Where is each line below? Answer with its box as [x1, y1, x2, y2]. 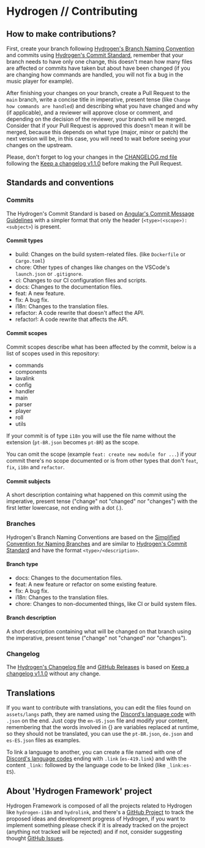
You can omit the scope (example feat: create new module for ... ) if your [6, 450, 197, 458]
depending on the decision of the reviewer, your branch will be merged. [6, 115, 187, 123]
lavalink [15, 375, 35, 382]
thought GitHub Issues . [6, 835, 64, 842]
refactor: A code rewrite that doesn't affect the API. [15, 309, 145, 316]
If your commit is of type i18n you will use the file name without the [6, 432, 176, 439]
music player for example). [6, 78, 73, 85]
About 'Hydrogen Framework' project [6, 786, 152, 796]
